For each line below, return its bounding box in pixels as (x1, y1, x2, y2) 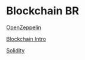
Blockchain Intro (6, 35, 47, 42)
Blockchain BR (6, 4, 80, 18)
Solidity (6, 46, 25, 54)
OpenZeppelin (6, 24, 42, 31)
